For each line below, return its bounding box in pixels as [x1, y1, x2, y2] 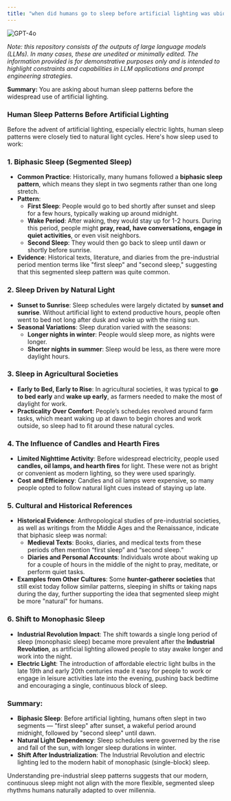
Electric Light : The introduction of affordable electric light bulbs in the [16, 659, 216, 667]
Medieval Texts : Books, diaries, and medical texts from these [27, 538, 201, 547]
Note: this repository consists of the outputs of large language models [7, 42, 206, 50]
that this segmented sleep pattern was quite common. [16, 268, 170, 276]
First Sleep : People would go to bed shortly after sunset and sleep [27, 202, 216, 210]
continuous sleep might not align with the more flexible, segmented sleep [7, 779, 215, 787]
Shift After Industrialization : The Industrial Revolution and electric [16, 751, 206, 759]
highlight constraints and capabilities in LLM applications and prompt [7, 64, 204, 72]
